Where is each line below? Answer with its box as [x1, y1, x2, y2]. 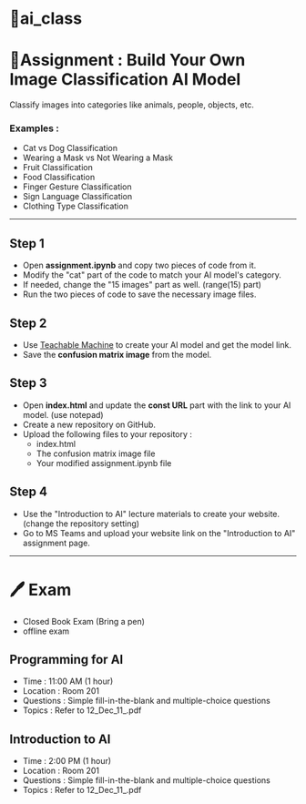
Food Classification [22, 172, 96, 183]
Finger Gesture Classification [22, 181, 132, 192]
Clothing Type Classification [22, 200, 129, 212]
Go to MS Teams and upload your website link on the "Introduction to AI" [22, 527, 296, 538]
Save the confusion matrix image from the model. [22, 350, 212, 361]
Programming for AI [9, 652, 124, 667]
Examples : [9, 122, 59, 135]
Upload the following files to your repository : [22, 428, 193, 440]
